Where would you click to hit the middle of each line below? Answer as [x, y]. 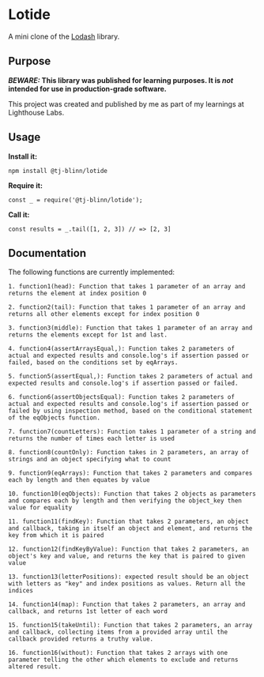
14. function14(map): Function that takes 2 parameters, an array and [127, 605]
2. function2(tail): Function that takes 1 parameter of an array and [127, 307]
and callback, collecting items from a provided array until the [118, 632]
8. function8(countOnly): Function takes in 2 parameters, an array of [128, 453]
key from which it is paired [56, 536]
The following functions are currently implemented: [92, 272]
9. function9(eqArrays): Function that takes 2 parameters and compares [130, 473]
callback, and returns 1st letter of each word [88, 611]
